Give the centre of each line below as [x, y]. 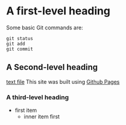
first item [26, 110]
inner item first [42, 117]
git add [16, 44]
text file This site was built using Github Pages [63, 81]
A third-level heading [38, 97]
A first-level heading [58, 11]
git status [20, 38]
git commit [20, 49]
